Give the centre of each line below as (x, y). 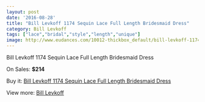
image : (15, 40)
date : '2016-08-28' (31, 18)
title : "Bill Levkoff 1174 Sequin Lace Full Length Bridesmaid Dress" (98, 23)
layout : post (23, 12)
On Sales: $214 (26, 69)
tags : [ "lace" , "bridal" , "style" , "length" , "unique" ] (73, 35)
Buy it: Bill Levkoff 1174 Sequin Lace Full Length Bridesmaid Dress (89, 81)
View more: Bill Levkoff (35, 93)
